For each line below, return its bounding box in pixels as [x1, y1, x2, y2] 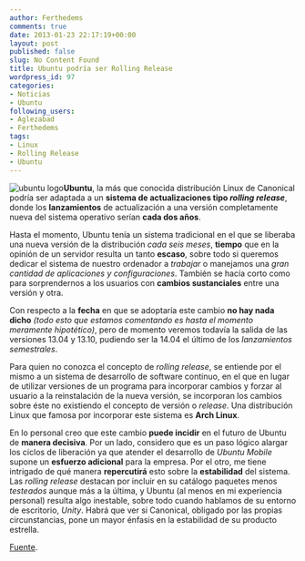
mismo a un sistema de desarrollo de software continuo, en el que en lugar [9, 371, 290, 382]
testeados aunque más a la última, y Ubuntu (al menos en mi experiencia [9, 484, 282, 496]
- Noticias [9, 89, 51, 98]
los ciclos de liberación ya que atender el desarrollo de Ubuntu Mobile [9, 446, 273, 457]
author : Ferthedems [9, 13, 84, 23]
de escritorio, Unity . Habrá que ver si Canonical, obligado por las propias [9, 505, 283, 515]
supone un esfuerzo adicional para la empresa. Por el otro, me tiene [9, 456, 267, 467]
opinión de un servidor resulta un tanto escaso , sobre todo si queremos [9, 248, 280, 260]
